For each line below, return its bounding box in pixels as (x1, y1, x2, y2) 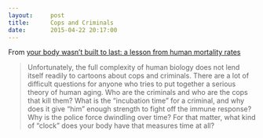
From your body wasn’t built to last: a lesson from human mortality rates (8, 48, 241, 57)
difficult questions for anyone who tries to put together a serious (27, 79, 236, 89)
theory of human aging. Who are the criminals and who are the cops (27, 88, 249, 97)
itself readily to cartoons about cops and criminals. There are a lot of (27, 71, 250, 81)
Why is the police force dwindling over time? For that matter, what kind (27, 113, 256, 122)
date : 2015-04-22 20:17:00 (8, 26, 118, 34)
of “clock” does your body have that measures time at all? (27, 121, 214, 130)
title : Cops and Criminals (8, 19, 114, 27)
